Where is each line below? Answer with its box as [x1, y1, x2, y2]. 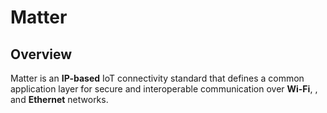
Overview [10, 46, 73, 63]
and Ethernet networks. [10, 94, 109, 105]
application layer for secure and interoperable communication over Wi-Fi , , [10, 83, 318, 95]
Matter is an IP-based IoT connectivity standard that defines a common [10, 72, 305, 84]
